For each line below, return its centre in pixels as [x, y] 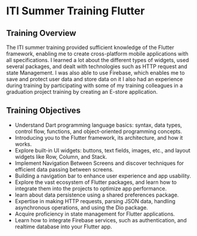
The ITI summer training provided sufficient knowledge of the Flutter [90, 47]
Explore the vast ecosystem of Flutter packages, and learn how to [96, 182]
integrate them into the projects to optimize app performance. [91, 188]
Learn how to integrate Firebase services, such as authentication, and [101, 220]
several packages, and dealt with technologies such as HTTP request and [97, 66]
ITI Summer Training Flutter [76, 11]
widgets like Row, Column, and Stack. [61, 157]
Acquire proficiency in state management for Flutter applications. [95, 214]
